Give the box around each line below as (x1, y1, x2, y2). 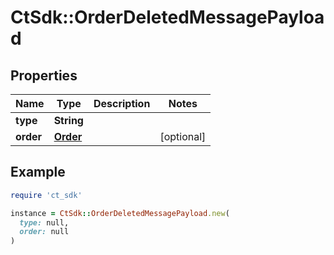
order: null (19, 227, 70, 237)
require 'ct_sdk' (10, 190, 83, 200)
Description (93, 97, 151, 110)
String (53, 114, 84, 127)
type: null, (19, 217, 70, 228)
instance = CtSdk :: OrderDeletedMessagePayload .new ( (10, 208, 230, 218)
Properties (10, 67, 78, 84)
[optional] (159, 130, 207, 143)
